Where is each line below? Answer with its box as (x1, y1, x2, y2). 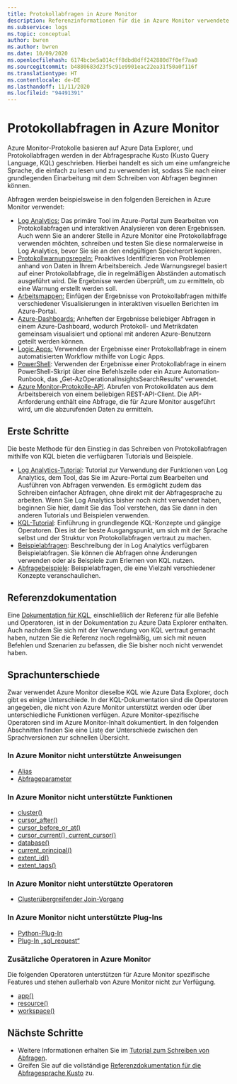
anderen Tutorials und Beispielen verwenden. (17, 510, 150, 519)
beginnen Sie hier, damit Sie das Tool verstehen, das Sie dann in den (17, 503, 218, 512)
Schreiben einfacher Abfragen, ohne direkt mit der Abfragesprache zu (17, 488, 223, 497)
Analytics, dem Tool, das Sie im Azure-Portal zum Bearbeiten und (17, 473, 209, 481)
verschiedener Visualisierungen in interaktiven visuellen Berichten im (17, 300, 219, 308)
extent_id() (17, 853, 50, 863)
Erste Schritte (7, 425, 69, 437)
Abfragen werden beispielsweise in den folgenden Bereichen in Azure (7, 195, 211, 204)
